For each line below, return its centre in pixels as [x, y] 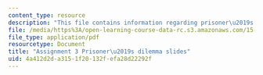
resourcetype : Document [47, 45]
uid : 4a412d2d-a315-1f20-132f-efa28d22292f [80, 59]
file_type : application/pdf [54, 37]
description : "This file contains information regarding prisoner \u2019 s [131, 23]
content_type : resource [47, 15]
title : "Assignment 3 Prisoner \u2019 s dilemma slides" [99, 52]
